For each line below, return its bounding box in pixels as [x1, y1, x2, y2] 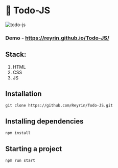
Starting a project [5, 144, 62, 153]
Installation [5, 90, 42, 98]
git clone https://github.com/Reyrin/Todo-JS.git [5, 103, 113, 108]
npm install [5, 131, 31, 136]
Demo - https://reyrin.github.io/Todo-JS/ [5, 34, 110, 41]
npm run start [5, 158, 36, 163]
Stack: [5, 50, 27, 59]
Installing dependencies [5, 117, 84, 125]
